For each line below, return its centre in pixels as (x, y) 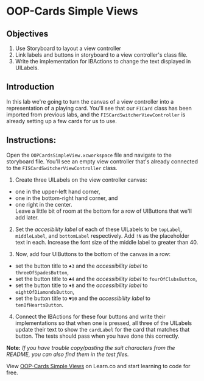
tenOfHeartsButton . (39, 304)
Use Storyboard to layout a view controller (68, 48)
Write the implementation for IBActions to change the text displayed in (103, 61)
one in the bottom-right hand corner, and (66, 198)
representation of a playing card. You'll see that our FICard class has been (99, 108)
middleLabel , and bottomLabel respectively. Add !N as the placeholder (102, 235)
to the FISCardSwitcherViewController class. (62, 168)
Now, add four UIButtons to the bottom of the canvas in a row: (93, 254)
